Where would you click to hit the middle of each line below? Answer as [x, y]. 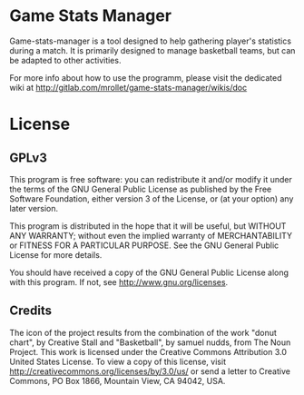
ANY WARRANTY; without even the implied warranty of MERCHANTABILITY [151, 235]
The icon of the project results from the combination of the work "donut [143, 332]
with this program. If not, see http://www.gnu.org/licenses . [119, 281]
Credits [31, 311]
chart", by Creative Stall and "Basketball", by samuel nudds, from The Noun [150, 342]
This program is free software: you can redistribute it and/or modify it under [151, 179]
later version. [34, 208]
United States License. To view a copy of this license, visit [118, 361]
